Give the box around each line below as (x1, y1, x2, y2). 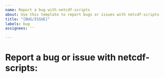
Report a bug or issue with (5, 52, 116, 63)
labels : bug (5, 21, 30, 26)
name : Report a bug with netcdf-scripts (5, 7, 91, 12)
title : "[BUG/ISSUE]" (5, 16, 50, 21)
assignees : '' (5, 26, 35, 31)
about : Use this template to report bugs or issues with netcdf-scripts (5, 12, 160, 17)
